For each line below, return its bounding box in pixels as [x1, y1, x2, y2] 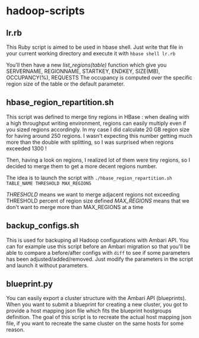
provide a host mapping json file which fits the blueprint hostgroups [6, 307, 172, 314]
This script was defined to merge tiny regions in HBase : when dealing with [6, 113, 189, 120]
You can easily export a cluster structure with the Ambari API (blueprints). [6, 295, 187, 302]
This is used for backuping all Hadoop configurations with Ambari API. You [6, 236, 189, 244]
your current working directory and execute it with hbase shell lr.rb [6, 50, 176, 57]
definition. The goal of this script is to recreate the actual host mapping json [6, 314, 192, 321]
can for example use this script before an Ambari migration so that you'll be [6, 242, 191, 250]
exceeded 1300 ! [6, 144, 47, 152]
